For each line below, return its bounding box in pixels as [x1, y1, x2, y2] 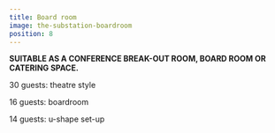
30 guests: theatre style [9, 80, 96, 91]
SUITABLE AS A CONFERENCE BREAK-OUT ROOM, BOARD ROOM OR [9, 54, 267, 64]
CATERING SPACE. [9, 63, 80, 73]
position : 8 [9, 29, 53, 38]
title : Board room [9, 12, 77, 22]
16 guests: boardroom [9, 97, 89, 107]
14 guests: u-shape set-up [9, 114, 105, 124]
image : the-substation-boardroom [9, 21, 133, 30]
